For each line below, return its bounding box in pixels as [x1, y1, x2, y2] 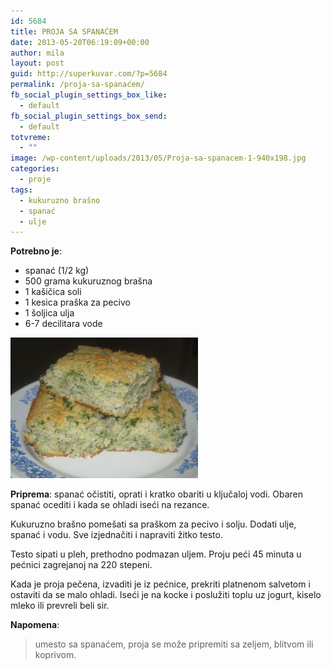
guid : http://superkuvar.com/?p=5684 [10, 69, 168, 79]
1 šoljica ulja [24, 307, 75, 319]
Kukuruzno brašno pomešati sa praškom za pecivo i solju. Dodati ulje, [10, 518, 297, 530]
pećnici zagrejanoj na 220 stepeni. [10, 559, 153, 571]
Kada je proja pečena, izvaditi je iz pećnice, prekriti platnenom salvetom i [10, 578, 311, 590]
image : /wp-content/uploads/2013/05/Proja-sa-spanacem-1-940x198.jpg [10, 153, 307, 164]
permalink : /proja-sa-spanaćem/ [10, 80, 145, 90]
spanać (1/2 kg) [24, 265, 90, 277]
